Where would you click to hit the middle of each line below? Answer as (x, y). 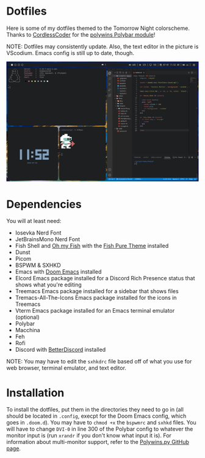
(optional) (27, 317)
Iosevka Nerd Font (38, 233)
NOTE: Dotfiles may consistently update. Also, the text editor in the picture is (103, 46)
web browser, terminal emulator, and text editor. (67, 368)
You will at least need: (34, 221)
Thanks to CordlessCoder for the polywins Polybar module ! (81, 34)
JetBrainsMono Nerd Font (48, 239)
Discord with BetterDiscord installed (60, 350)
